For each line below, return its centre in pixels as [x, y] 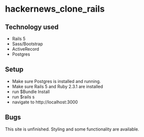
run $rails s [23, 97]
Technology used [32, 27]
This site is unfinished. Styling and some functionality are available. [72, 129]
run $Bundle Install [31, 92]
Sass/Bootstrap [27, 44]
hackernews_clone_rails [55, 9]
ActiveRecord [26, 49]
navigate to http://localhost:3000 [45, 102]
